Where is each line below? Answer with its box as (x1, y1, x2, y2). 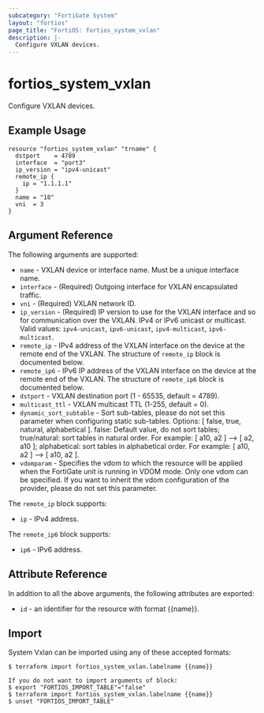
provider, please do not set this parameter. (19, 483, 158, 492)
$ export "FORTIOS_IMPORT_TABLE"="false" (8, 684, 147, 692)
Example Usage (8, 124, 87, 138)
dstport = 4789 (15, 152, 76, 160)
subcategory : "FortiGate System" (8, 11, 118, 20)
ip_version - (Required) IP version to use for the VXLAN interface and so (19, 307, 256, 316)
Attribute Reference (8, 568, 108, 581)
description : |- (8, 33, 61, 42)
